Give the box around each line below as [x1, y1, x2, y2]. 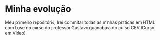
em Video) [5, 30, 26, 36]
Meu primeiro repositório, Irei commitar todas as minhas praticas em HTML [5, 20, 156, 25]
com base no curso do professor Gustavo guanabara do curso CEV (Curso [5, 24, 155, 30]
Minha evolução [5, 3, 71, 15]
